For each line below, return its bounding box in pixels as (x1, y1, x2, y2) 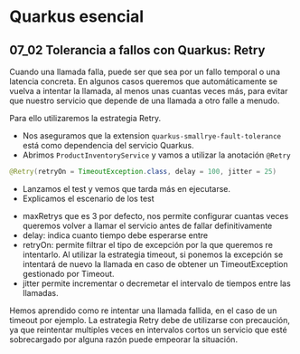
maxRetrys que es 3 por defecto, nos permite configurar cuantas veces (22, 210, 289, 221)
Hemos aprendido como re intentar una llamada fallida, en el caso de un (9, 305, 277, 316)
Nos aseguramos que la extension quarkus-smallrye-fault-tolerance (22, 130, 282, 141)
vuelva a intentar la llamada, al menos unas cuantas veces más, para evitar (9, 86, 288, 96)
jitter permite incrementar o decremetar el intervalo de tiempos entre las (22, 278, 291, 289)
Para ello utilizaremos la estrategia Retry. (9, 113, 162, 123)
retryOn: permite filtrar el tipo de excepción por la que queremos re (22, 239, 274, 250)
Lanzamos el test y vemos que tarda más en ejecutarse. (22, 183, 231, 194)
